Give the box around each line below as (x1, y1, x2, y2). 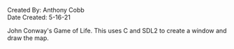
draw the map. (7, 34, 49, 42)
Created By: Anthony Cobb (7, 6, 85, 14)
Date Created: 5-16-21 (7, 13, 71, 21)
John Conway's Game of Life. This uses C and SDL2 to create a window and (7, 27, 227, 35)
